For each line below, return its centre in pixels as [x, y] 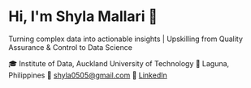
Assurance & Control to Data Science [70, 47]
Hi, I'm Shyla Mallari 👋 [83, 17]
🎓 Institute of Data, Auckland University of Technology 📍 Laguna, [119, 63]
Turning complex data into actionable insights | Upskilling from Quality [126, 39]
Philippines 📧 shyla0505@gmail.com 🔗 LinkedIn [88, 75]
